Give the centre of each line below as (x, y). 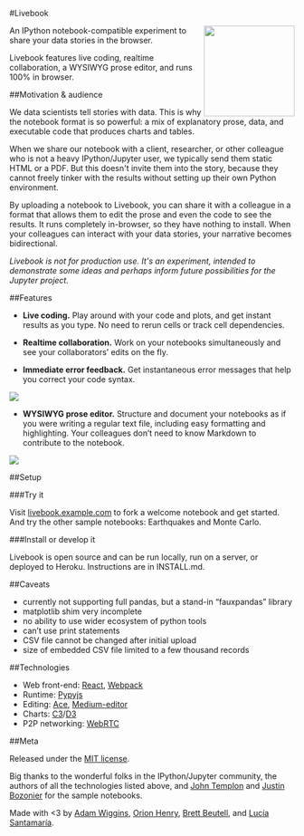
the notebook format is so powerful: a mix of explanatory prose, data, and (147, 122)
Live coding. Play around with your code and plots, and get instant (147, 315)
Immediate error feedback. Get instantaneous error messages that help (157, 370)
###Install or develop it (52, 539)
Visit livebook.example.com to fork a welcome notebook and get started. (145, 512)
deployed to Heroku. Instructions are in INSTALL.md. (107, 567)
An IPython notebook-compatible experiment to (98, 30)
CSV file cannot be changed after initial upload (109, 640)
